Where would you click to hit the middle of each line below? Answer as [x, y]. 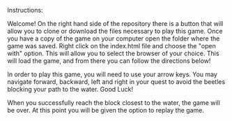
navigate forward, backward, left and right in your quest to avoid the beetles [116, 82]
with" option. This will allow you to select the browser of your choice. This [113, 53]
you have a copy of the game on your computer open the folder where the [114, 38]
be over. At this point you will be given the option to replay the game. [106, 110]
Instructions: [25, 10]
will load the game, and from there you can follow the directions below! [109, 61]
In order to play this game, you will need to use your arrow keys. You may [113, 74]
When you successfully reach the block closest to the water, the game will [114, 103]
